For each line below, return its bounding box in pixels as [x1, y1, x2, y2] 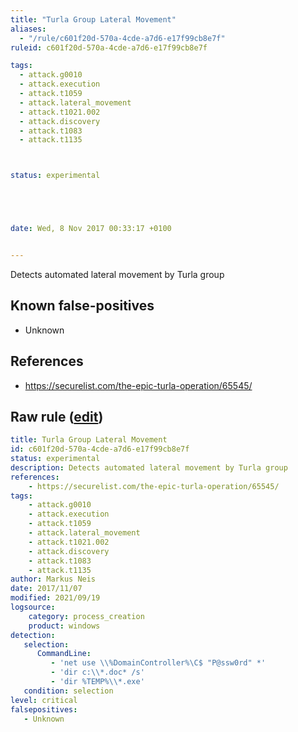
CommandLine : [36, 649, 92, 659]
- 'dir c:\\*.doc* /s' [50, 667, 145, 678]
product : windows [28, 621, 101, 631]
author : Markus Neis [10, 574, 97, 585]
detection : [10, 630, 56, 640]
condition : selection [23, 686, 114, 696]
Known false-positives [10, 297, 155, 315]
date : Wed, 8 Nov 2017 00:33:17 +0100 [10, 224, 172, 234]
